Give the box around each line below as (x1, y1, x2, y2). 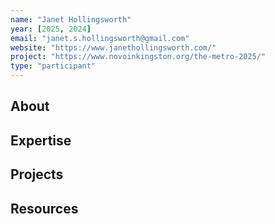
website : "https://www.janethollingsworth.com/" (10, 42, 217, 53)
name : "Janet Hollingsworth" (10, 14, 132, 25)
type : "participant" (10, 61, 97, 71)
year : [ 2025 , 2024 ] (10, 24, 92, 34)
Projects (10, 166, 64, 183)
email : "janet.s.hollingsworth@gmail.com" (10, 33, 190, 43)
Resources (10, 200, 79, 217)
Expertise (10, 132, 72, 149)
